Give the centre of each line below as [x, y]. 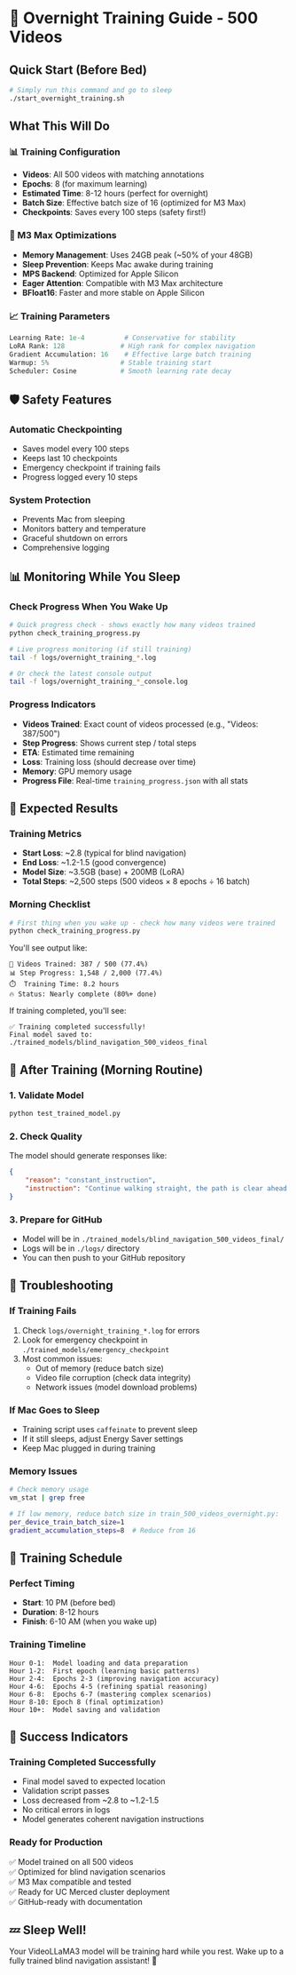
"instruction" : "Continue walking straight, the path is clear [144, 1188]
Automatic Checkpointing [66, 429]
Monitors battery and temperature [84, 529]
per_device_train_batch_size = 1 [67, 1522]
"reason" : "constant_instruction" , [91, 1181]
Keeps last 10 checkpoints [70, 458]
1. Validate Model [47, 1095]
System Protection [50, 500]
